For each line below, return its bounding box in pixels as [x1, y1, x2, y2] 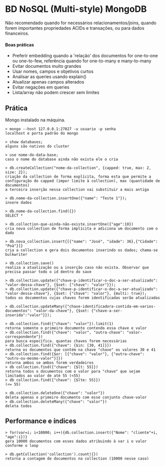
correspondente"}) [5, 334, 43, 339]
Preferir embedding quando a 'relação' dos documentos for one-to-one [12, 53, 158, 59]
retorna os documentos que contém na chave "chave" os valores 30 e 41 [5, 347, 156, 352]
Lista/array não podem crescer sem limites [12, 90, 100, 95]
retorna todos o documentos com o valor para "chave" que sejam [5, 369, 140, 374]
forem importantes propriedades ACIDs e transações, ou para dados [5, 25, 145, 31]
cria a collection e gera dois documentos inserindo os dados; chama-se [5, 247, 158, 253]
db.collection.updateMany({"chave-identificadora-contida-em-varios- [9, 304, 156, 309]
